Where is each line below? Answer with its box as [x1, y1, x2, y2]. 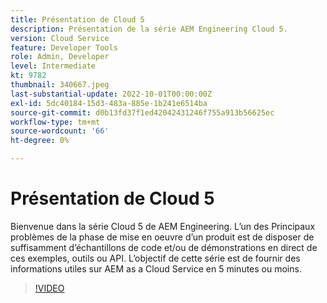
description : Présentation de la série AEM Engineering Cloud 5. [10, 24, 288, 34]
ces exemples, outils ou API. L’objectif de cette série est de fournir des [10, 252, 301, 264]
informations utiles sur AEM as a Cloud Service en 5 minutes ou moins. [10, 262, 302, 275]
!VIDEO [34, 282, 65, 294]
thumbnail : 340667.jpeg [10, 80, 110, 90]
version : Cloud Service [10, 33, 110, 43]
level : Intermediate [10, 61, 97, 71]
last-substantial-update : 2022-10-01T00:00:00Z [10, 89, 213, 99]
